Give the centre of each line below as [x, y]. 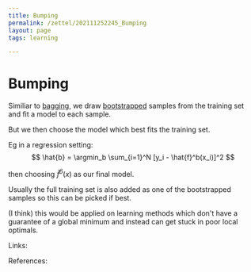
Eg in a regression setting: [51, 145]
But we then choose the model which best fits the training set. [109, 130]
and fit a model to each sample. [60, 114]
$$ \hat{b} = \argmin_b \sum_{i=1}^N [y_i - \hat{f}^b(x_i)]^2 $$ [133, 157]
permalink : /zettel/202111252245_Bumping [78, 23]
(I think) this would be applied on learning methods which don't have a [123, 213]
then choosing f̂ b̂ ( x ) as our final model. [71, 173]
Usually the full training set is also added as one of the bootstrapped [120, 189]
